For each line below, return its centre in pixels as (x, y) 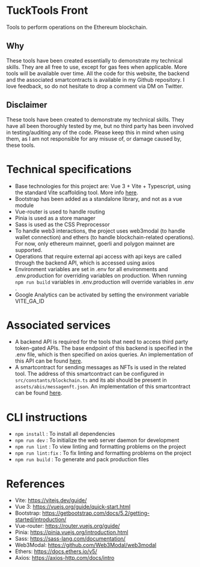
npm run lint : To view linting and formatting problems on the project (100, 447)
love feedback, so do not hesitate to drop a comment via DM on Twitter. (95, 86)
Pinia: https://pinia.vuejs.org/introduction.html (71, 532)
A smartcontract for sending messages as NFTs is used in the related (100, 367)
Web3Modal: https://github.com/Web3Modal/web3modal (86, 545)
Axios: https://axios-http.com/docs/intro (65, 558)
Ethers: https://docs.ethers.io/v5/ (56, 551)
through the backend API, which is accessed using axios (85, 263)
